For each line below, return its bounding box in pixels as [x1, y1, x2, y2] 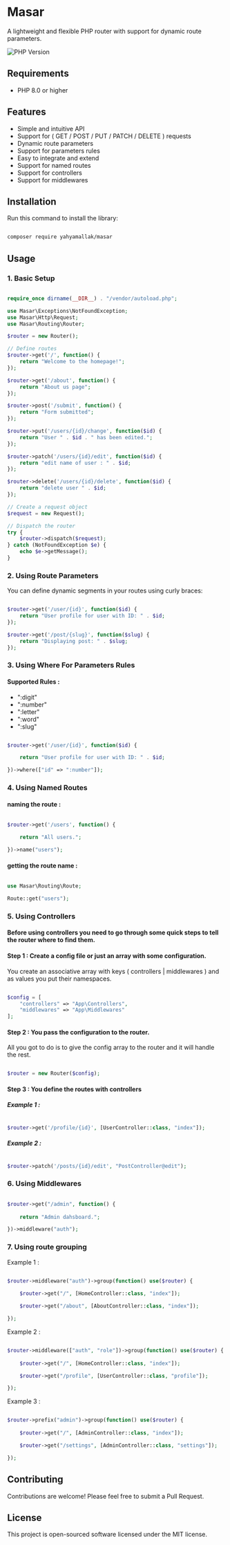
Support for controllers [17, 169, 83, 177]
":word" [17, 715, 40, 723]
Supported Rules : [7, 678, 60, 686]
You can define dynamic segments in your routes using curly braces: [7, 586, 203, 595]
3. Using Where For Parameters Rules [7, 660, 135, 670]
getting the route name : [7, 861, 78, 870]
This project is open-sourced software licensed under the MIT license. [7, 1530, 208, 1539]
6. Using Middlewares [7, 1179, 82, 1189]
